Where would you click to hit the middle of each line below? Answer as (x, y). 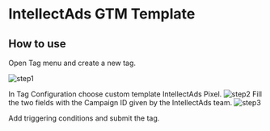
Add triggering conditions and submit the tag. (84, 118)
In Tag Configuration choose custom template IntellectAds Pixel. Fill (135, 94)
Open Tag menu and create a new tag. (72, 63)
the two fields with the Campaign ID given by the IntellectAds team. (120, 102)
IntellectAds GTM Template (102, 14)
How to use (37, 44)
